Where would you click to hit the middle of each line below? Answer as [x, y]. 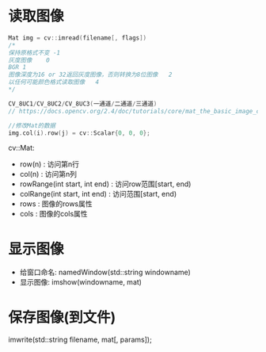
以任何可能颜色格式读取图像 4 [54, 82]
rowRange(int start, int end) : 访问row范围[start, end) [105, 184]
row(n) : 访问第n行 [49, 164]
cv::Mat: [21, 148]
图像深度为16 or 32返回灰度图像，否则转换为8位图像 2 [90, 75]
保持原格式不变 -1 [34, 52]
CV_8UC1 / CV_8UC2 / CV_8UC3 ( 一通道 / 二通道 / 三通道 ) [83, 104]
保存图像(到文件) [62, 317]
